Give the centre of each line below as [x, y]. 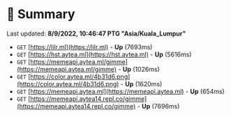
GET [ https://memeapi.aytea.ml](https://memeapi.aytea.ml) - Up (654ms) [120, 91]
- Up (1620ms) [141, 84]
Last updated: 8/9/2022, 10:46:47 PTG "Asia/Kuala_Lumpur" [96, 33]
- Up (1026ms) [139, 69]
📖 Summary [41, 14]
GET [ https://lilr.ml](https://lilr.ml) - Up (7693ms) [84, 47]
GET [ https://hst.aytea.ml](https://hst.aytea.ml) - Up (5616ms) [104, 54]
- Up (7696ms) [158, 106]
